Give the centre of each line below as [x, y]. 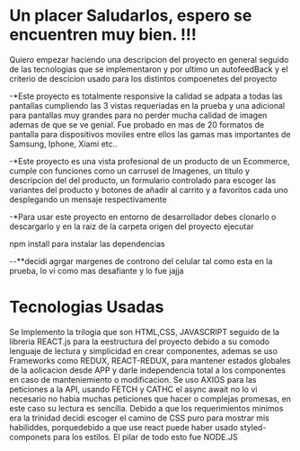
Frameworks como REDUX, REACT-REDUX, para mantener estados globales [150, 360]
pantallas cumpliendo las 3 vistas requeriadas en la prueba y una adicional [147, 105]
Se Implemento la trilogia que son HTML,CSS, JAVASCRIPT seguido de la [145, 332]
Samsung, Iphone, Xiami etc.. [64, 144]
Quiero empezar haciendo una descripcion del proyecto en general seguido [149, 59]
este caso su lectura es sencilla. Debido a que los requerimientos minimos [146, 408]
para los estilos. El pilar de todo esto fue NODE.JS [145, 437]
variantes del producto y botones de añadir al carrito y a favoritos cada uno [149, 190]
